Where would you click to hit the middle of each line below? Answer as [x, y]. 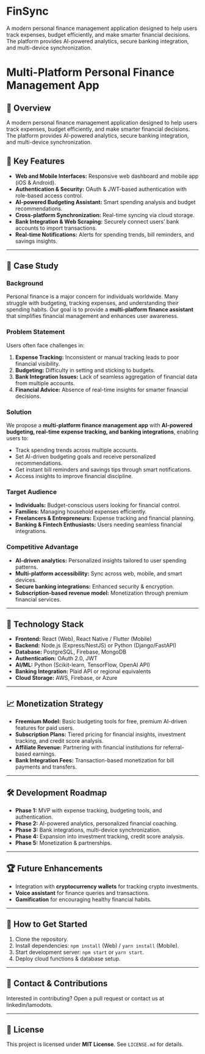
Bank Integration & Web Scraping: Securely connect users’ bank [97, 221]
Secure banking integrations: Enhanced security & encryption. [95, 586]
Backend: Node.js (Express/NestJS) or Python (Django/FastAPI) [96, 646]
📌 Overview [29, 108]
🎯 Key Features [36, 161]
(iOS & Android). [35, 182]
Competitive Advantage [42, 547]
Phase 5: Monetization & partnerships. [63, 843]
